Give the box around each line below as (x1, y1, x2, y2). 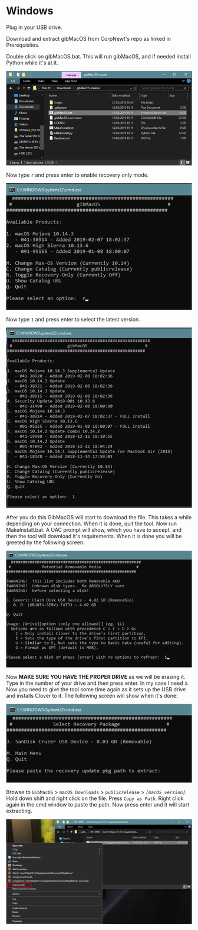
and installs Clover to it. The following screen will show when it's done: (6, 692, 178, 699)
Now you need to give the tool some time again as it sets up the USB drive (6, 685, 186, 692)
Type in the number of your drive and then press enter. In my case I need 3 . (6, 679, 189, 687)
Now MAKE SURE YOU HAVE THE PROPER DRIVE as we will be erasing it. (6, 673, 186, 680)
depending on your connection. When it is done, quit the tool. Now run (6, 520, 177, 527)
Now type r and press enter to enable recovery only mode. (6, 171, 149, 178)
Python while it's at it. (6, 59, 58, 66)
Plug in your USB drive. (6, 24, 62, 31)
